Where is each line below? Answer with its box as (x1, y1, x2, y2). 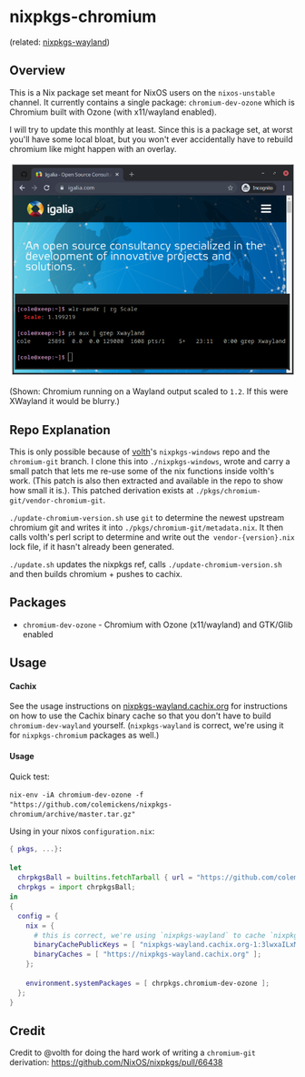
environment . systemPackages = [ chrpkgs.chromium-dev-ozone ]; (25, 979, 271, 988)
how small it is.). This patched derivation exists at (9, 485, 194, 496)
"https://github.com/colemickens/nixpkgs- (9, 799, 172, 809)
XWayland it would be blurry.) (9, 396, 121, 407)
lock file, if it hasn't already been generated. (9, 542, 174, 553)
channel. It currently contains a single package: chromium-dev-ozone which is (9, 97, 295, 107)
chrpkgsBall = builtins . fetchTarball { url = (17, 873, 193, 882)
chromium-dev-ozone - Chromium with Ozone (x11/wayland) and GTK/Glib (22, 619, 293, 630)
